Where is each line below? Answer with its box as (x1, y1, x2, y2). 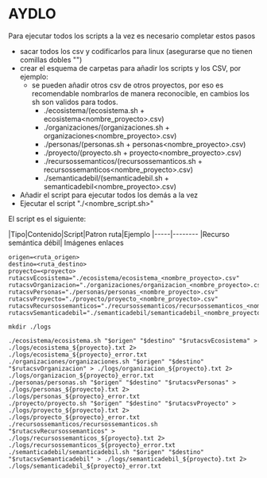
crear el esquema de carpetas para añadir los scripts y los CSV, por (19, 63, 242, 72)
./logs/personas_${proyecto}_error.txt (8, 392, 141, 400)
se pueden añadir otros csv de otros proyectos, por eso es (31, 80, 224, 90)
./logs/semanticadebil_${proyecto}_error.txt (8, 462, 161, 470)
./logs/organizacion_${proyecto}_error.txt (8, 371, 155, 379)
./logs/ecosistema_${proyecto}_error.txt (8, 351, 148, 359)
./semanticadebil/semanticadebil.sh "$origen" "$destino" (8, 448, 204, 456)
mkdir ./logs (8, 323, 52, 331)
